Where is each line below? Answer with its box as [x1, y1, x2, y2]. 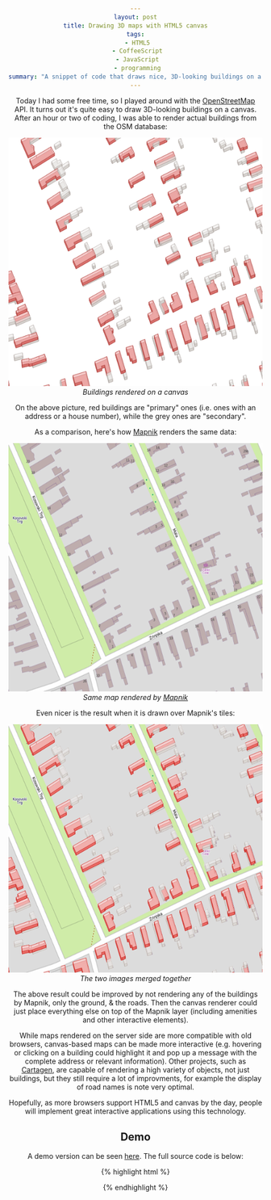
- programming [114, 65, 161, 73]
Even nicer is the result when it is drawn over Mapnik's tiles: [35, 708, 236, 718]
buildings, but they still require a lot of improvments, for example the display [9, 1074, 262, 1084]
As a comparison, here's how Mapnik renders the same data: [34, 426, 237, 436]
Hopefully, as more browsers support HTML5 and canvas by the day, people [8, 1098, 263, 1108]
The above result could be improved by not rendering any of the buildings [13, 989, 258, 999]
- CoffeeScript [111, 47, 163, 56]
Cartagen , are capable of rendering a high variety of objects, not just [21, 1065, 250, 1075]
